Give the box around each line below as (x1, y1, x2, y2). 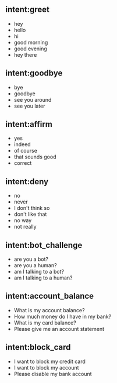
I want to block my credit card (13, 358, 86, 365)
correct (13, 160, 32, 167)
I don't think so (13, 205, 50, 212)
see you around (13, 96, 52, 103)
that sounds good (13, 153, 56, 160)
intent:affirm (5, 119, 53, 129)
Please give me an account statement (13, 325, 104, 332)
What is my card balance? (13, 319, 76, 326)
